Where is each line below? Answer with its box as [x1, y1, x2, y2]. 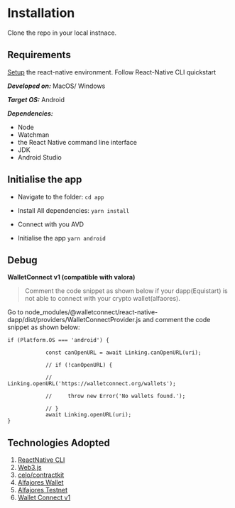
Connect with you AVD [17, 220, 84, 228]
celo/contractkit [17, 470, 65, 480]
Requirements [7, 49, 71, 61]
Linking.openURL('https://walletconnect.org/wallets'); [7, 380, 176, 387]
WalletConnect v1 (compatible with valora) [7, 273, 136, 282]
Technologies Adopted [7, 436, 110, 448]
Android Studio [17, 153, 62, 161]
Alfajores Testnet [17, 486, 68, 495]
